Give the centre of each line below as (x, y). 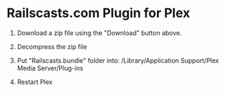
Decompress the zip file (52, 46)
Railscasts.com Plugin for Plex (98, 13)
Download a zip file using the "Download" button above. (99, 33)
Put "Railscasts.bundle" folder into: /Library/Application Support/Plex (118, 60)
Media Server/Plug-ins (50, 68)
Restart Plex (35, 82)
